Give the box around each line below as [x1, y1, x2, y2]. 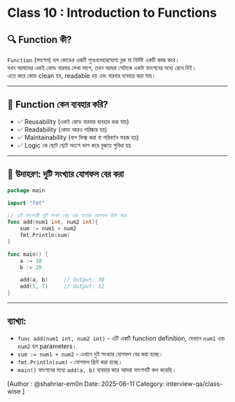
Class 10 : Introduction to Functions [7, 5, 217, 21]
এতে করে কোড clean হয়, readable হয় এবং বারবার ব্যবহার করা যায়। [7, 71, 156, 80]
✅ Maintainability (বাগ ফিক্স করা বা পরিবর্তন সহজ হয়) [17, 133, 139, 141]
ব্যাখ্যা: [7, 315, 27, 327]
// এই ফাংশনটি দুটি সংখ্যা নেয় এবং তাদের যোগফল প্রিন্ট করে [7, 212, 127, 219]
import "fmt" [7, 200, 45, 207]
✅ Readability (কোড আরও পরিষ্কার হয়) [17, 125, 108, 134]
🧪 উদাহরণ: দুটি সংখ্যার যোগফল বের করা [7, 168, 124, 180]
